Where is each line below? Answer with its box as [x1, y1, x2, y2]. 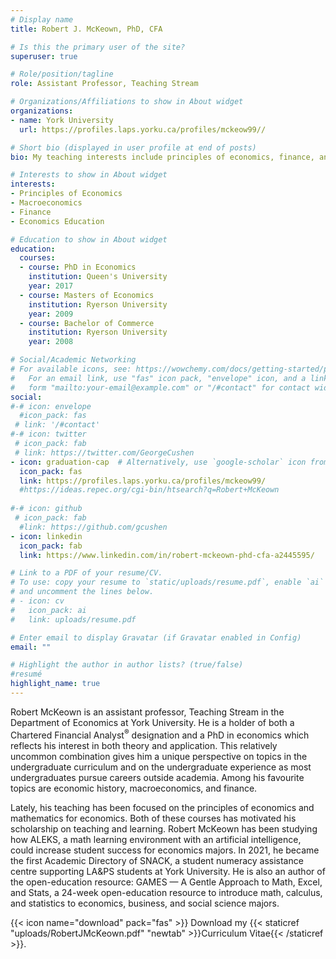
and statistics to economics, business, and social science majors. [10, 897, 280, 909]
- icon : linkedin [10, 531, 83, 541]
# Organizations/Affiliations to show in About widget [10, 97, 244, 107]
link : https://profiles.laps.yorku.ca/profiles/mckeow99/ [19, 476, 267, 486]
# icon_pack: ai [10, 605, 87, 615]
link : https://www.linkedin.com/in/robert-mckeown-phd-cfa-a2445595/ [19, 550, 315, 560]
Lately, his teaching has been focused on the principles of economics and [10, 801, 315, 813]
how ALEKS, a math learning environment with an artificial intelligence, [10, 833, 302, 845]
